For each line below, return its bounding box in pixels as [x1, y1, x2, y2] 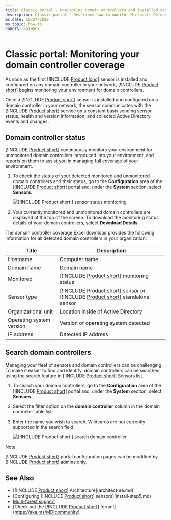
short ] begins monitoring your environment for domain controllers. [5, 87, 144, 93]
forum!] [100, 503, 116, 510]
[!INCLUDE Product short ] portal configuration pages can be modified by [5, 453, 158, 459]
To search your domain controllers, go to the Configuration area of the [12, 382, 161, 388]
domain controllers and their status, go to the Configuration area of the [12, 178, 163, 184]
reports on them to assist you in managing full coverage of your [5, 158, 138, 164]
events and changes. [5, 118, 49, 125]
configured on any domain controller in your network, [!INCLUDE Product [5, 82, 159, 88]
